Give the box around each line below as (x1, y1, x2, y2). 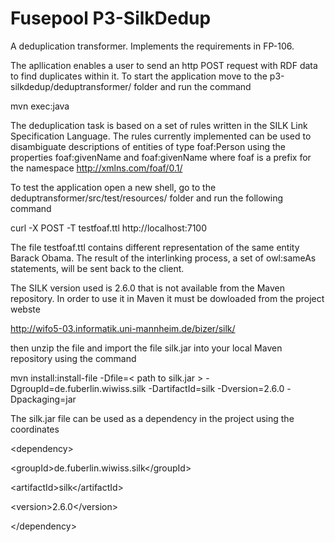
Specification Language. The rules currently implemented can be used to (10, 130, 312, 142)
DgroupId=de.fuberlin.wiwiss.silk (10, 382, 147, 394)
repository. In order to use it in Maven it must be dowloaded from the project (10, 292, 325, 304)
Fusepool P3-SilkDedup (10, 7, 212, 30)
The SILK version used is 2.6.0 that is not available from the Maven (10, 282, 286, 294)
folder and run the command (133, 80, 252, 92)
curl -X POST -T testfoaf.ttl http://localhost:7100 (10, 222, 208, 234)
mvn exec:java (10, 100, 70, 112)
